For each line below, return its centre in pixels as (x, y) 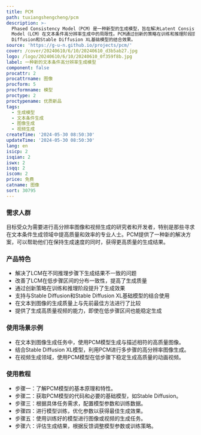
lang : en (17, 146)
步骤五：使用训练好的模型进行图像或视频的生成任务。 (80, 418)
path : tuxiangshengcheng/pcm (42, 17)
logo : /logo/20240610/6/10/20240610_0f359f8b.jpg (69, 56)
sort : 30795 (21, 190)
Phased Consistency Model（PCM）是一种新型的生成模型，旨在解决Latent (94, 29)
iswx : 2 (16, 163)
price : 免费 (20, 180)
